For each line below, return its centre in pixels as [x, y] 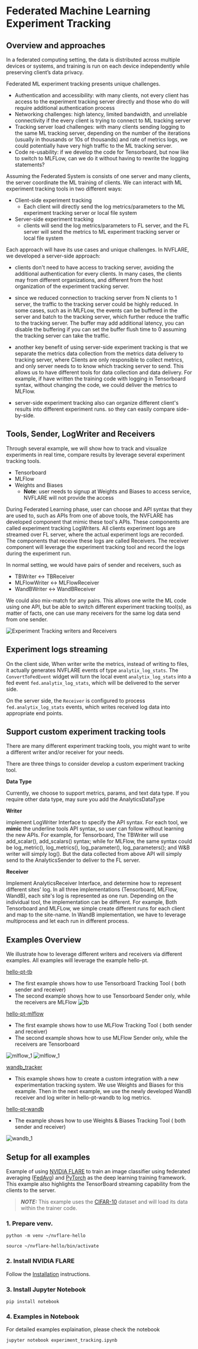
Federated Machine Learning [78, 11]
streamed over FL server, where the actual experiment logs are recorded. [95, 534]
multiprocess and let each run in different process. [67, 921]
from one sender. [27, 619]
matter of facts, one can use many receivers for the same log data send [93, 613]
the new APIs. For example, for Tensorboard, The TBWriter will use [87, 835]
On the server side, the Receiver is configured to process [76, 700]
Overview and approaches [56, 45]
